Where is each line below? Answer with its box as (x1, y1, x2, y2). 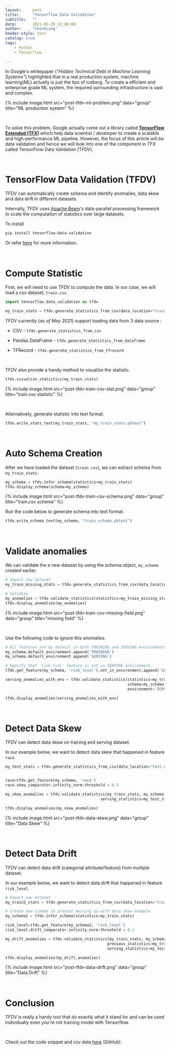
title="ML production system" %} (5, 105, 74, 111)
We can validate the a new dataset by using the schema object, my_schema (5, 562, 159, 568)
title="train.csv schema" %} (5, 499, 63, 505)
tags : (5, 41, 17, 46)
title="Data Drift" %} (5, 969, 48, 976)
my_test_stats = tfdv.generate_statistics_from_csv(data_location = (5, 764, 151, 770)
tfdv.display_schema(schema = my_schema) (5, 484, 90, 489)
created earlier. (5, 567, 37, 573)
